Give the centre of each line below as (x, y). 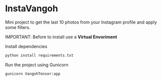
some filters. (18, 27)
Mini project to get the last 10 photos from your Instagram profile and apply (81, 22)
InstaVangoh (32, 9)
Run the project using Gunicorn (37, 65)
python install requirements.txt (39, 55)
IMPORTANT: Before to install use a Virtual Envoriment (61, 37)
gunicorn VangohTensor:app (33, 74)
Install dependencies (26, 46)
